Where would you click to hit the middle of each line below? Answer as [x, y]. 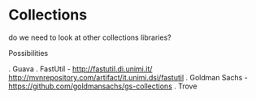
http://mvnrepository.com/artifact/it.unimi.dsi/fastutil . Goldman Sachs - [128, 77]
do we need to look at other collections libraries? [90, 37]
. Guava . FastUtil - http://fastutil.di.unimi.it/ [80, 69]
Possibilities [28, 53]
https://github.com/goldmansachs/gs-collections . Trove [103, 86]
